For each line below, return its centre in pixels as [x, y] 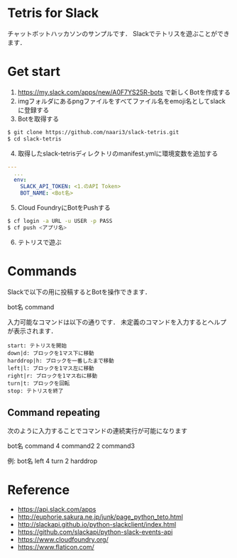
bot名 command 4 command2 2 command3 [71, 446]
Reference [38, 489]
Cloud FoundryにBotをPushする [64, 208]
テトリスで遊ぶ [39, 242]
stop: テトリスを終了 [35, 391]
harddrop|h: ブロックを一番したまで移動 [61, 361]
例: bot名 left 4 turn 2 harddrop [53, 461]
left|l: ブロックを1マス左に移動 [51, 368]
